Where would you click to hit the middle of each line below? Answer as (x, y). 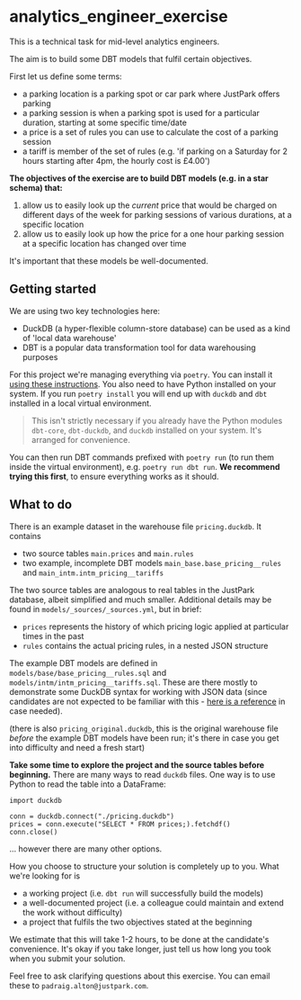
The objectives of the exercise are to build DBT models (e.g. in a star (139, 178)
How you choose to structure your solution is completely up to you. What (145, 866)
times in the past (53, 635)
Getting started (53, 289)
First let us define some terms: (66, 76)
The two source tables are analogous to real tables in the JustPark (132, 590)
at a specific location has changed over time (104, 243)
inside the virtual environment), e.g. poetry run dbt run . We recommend (145, 466)
